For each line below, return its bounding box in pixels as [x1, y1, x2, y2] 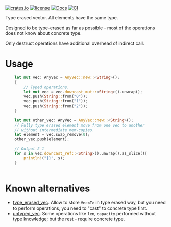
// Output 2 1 [14, 146, 44, 151]
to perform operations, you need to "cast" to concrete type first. [12, 205, 148, 211]
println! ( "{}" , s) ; [23, 155, 65, 161]
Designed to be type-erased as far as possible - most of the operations [5, 25, 155, 31]
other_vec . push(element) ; [14, 137, 70, 142]
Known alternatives [5, 182, 90, 194]
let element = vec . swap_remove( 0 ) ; [14, 132, 90, 137]
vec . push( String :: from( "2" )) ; [23, 104, 88, 109]
